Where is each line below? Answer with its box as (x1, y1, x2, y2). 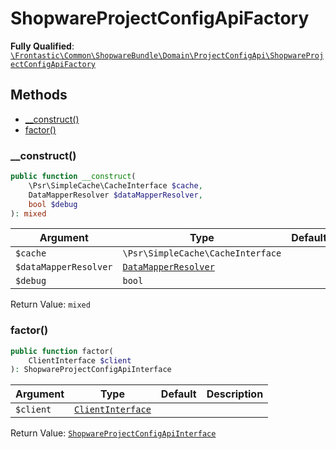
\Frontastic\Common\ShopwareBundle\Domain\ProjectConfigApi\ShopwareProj (10, 50, 325, 61)
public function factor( (10, 346, 114, 356)
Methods (10, 87, 68, 104)
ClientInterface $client (28, 355, 132, 366)
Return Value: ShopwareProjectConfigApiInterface (10, 427, 217, 439)
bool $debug (28, 199, 78, 209)
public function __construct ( (10, 172, 137, 182)
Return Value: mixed (10, 298, 91, 311)
